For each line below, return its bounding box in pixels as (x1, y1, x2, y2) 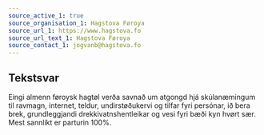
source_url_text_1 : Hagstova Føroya (8, 34, 130, 42)
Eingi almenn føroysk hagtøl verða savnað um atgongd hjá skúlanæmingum (8, 92, 256, 101)
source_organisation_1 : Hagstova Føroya (8, 19, 146, 27)
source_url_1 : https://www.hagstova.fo (8, 26, 142, 34)
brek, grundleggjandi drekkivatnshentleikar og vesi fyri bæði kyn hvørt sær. (8, 109, 256, 118)
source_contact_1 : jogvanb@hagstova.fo (8, 42, 142, 50)
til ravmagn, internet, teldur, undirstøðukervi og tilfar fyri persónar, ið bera (8, 101, 250, 110)
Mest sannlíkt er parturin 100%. (8, 117, 112, 127)
